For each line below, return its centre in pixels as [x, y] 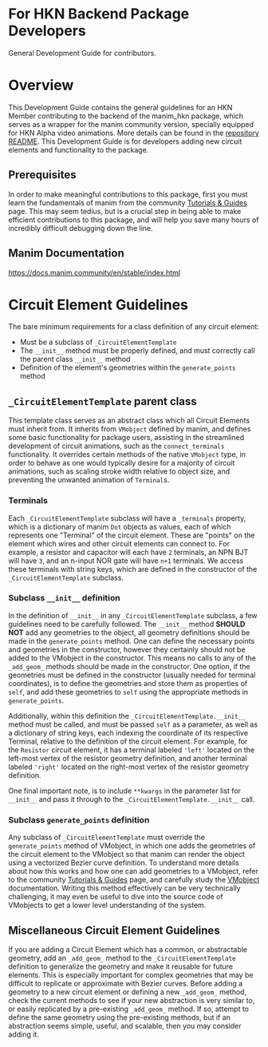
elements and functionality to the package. [79, 149]
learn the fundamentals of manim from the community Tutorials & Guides [128, 202]
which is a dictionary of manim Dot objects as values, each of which [120, 526]
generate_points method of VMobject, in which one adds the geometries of [132, 846]
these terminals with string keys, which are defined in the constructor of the [133, 569]
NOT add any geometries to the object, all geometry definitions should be [129, 633]
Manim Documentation [67, 254]
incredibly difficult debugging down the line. [81, 228]
